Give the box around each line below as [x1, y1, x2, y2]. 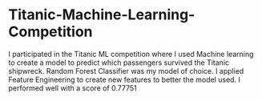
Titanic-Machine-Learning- [8, 6, 195, 24]
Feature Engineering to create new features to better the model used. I [8, 75, 240, 84]
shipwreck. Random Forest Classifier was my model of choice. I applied [8, 66, 244, 75]
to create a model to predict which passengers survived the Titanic [8, 58, 230, 67]
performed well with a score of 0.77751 [8, 83, 138, 93]
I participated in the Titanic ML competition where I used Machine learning [8, 49, 254, 59]
